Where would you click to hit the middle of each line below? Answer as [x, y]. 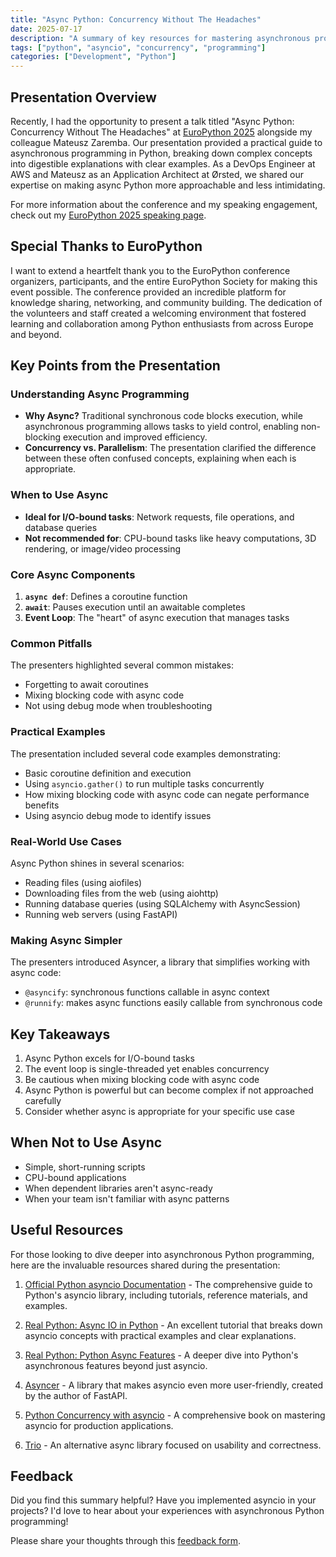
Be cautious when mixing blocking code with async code [142, 1080]
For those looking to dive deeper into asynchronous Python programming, [162, 1254]
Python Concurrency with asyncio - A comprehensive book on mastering [175, 1415]
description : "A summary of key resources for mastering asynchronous [160, 38]
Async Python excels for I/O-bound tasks [109, 1058]
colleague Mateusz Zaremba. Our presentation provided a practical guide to [166, 142]
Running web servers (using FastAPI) [101, 914]
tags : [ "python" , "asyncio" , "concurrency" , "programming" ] [138, 47]
